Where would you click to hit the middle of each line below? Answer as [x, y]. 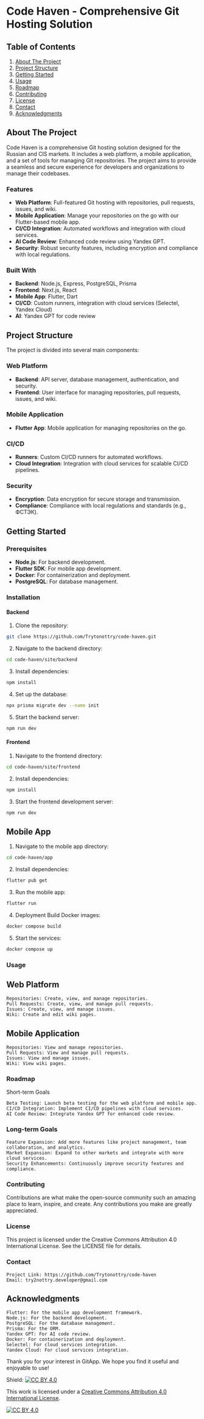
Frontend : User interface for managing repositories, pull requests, [98, 392]
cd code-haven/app [30, 858]
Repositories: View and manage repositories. [65, 1048]
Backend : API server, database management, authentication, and [97, 379]
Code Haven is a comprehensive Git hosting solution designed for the [93, 147]
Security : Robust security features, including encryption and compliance [107, 248]
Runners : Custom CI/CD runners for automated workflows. [89, 457]
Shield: [15, 1380]
